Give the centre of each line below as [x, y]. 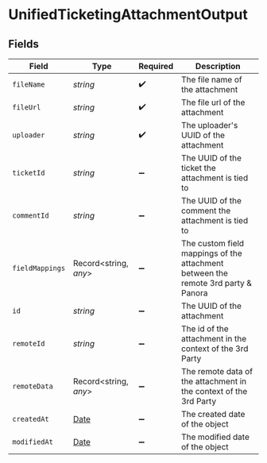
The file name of [212, 79]
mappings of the [212, 253]
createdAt [31, 419]
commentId [31, 216]
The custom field [213, 243]
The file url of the [213, 102]
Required [156, 66]
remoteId [29, 343]
